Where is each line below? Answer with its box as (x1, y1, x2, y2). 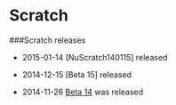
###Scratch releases (9, 35, 86, 45)
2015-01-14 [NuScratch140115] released (21, 52, 168, 62)
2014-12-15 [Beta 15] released (21, 69, 132, 80)
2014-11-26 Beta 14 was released (21, 86, 144, 97)
